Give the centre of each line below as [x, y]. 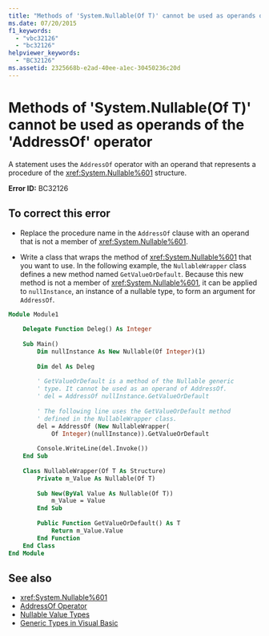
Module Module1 [34, 314]
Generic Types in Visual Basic [69, 623]
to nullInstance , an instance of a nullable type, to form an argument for [138, 291]
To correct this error [59, 214]
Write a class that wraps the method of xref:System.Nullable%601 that [136, 257]
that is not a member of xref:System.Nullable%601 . [104, 241]
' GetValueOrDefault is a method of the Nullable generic [136, 381]
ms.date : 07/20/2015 [43, 23]
